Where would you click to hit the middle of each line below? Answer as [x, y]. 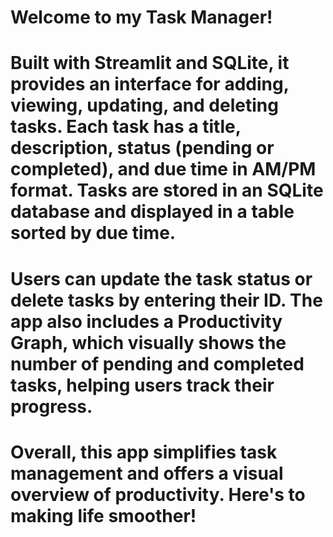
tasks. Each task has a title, [126, 127]
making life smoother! [103, 515]
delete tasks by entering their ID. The [166, 300]
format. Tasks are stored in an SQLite [167, 190]
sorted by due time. [93, 233]
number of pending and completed [157, 363]
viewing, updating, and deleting [144, 105]
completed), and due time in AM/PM [163, 169]
